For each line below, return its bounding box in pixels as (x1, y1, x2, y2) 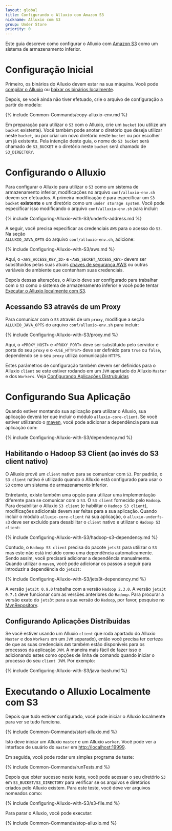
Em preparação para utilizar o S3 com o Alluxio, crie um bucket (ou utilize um (5, 121, 166, 128)
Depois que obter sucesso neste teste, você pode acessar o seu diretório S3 (5, 774, 166, 780)
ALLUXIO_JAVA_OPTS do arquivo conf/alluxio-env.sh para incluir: (5, 321, 139, 328)
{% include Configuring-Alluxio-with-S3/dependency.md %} (5, 434, 133, 441)
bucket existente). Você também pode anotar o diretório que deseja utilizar (5, 127, 163, 133)
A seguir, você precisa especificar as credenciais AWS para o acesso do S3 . (5, 225, 162, 231)
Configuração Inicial (5, 64, 94, 76)
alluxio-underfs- (127, 514, 164, 520)
